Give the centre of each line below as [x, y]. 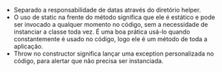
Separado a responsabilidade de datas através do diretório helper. [107, 10]
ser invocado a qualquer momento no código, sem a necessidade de [111, 24]
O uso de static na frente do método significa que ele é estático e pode [114, 17]
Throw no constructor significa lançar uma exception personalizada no [114, 53]
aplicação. [28, 46]
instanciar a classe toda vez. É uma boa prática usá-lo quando [102, 32]
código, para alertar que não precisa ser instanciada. [88, 61]
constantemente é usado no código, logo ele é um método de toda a [110, 39]
